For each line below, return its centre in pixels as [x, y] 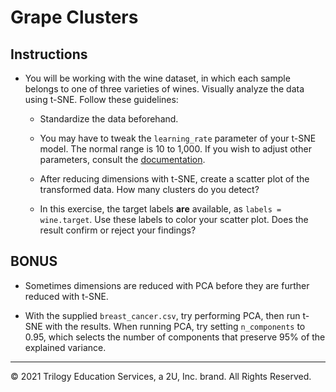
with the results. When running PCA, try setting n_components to [175, 326]
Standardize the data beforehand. [109, 119]
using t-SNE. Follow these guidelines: [101, 99]
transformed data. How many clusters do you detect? [149, 189]
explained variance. [65, 347]
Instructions [49, 54]
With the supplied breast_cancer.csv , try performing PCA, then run [162, 315]
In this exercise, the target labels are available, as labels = [160, 209]
